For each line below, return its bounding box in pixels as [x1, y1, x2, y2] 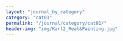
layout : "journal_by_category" [5, 8, 85, 15]
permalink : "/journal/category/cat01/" [5, 20, 107, 26]
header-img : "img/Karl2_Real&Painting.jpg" [5, 25, 118, 32]
